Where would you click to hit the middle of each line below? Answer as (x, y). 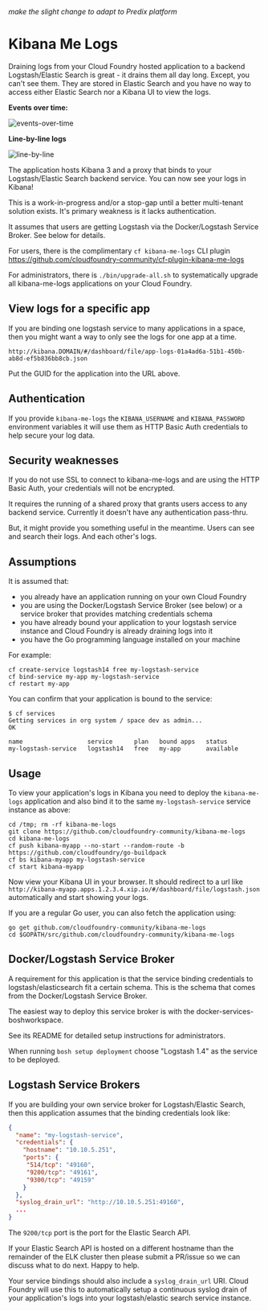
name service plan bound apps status (118, 742)
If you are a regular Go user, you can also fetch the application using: (122, 913)
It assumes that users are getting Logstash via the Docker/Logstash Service (134, 226)
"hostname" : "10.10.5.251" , (69, 1150)
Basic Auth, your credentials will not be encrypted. (91, 488)
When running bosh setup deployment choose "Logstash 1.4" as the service (133, 1051)
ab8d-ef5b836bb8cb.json (48, 358)
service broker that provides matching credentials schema (116, 614)
